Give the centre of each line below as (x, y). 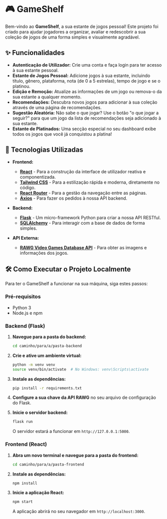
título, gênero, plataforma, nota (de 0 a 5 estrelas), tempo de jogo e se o (86, 81)
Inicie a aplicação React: (38, 492)
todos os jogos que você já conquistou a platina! (62, 134)
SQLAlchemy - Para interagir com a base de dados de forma (83, 223)
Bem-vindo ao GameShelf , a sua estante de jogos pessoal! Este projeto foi (82, 26)
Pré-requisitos (23, 297)
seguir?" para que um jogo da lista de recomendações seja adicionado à (86, 118)
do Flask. (22, 403)
